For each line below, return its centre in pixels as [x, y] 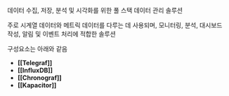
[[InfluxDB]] [35, 70]
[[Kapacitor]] [37, 85]
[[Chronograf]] [39, 78]
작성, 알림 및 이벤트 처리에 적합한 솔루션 [61, 34]
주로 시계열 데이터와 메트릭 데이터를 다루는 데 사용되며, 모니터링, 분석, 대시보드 [115, 25]
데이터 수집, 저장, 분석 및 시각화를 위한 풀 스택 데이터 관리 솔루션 [95, 10]
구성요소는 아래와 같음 [38, 49]
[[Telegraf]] [35, 63]
